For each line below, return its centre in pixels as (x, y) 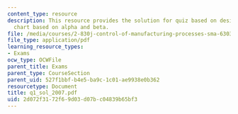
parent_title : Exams (38, 67)
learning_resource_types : (45, 47)
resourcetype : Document (42, 86)
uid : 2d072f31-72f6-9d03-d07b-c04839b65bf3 (73, 100)
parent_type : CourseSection (49, 73)
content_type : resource (42, 14)
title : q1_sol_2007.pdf (42, 93)
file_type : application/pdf (49, 40)
